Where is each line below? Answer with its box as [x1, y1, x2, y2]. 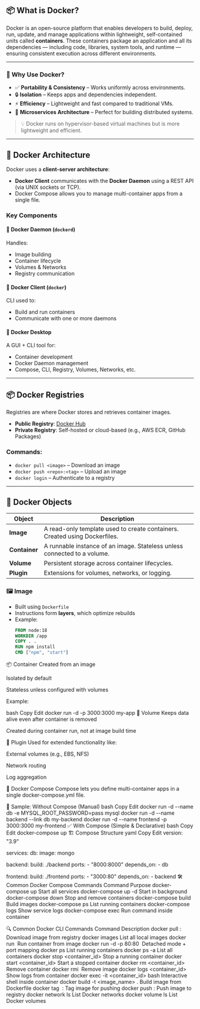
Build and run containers [14, 308, 76, 316]
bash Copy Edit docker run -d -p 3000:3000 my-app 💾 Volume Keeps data [6, 710, 189, 717]
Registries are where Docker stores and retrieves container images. [6, 409, 171, 416]
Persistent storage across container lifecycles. [43, 559, 173, 567]
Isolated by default [6, 675, 52, 682]
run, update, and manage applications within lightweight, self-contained [6, 30, 183, 38]
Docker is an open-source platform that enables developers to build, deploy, [6, 24, 193, 32]
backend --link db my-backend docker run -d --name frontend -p [6, 816, 167, 823]
